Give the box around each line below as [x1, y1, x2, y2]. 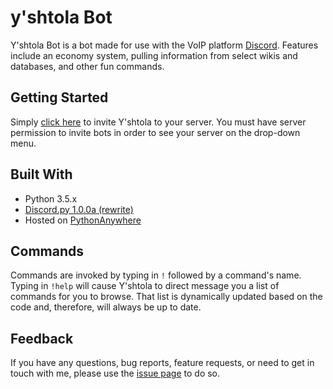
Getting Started [10, 89, 109, 106]
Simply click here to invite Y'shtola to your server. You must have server [10, 116, 307, 128]
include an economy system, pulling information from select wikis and [10, 49, 298, 61]
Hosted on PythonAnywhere [24, 214, 142, 226]
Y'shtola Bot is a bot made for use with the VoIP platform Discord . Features [10, 39, 319, 51]
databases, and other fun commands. [10, 60, 165, 72]
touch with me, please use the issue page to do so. [10, 367, 221, 380]
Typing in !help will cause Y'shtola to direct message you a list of [10, 280, 280, 292]
